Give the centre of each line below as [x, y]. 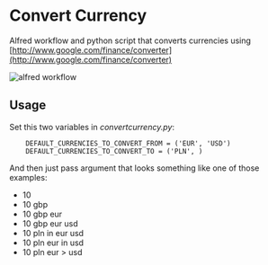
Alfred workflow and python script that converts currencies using [130, 40]
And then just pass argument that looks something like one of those [134, 168]
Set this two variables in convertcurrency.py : [92, 127]
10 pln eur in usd [53, 243]
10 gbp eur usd [50, 223]
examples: [28, 177]
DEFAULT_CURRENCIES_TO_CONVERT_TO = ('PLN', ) [114, 151]
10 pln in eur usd [53, 233]
